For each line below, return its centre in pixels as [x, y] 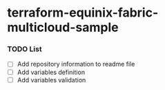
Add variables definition [51, 72]
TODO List [25, 49]
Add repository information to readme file [76, 64]
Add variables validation [51, 80]
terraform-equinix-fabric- [83, 13]
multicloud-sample [63, 27]
